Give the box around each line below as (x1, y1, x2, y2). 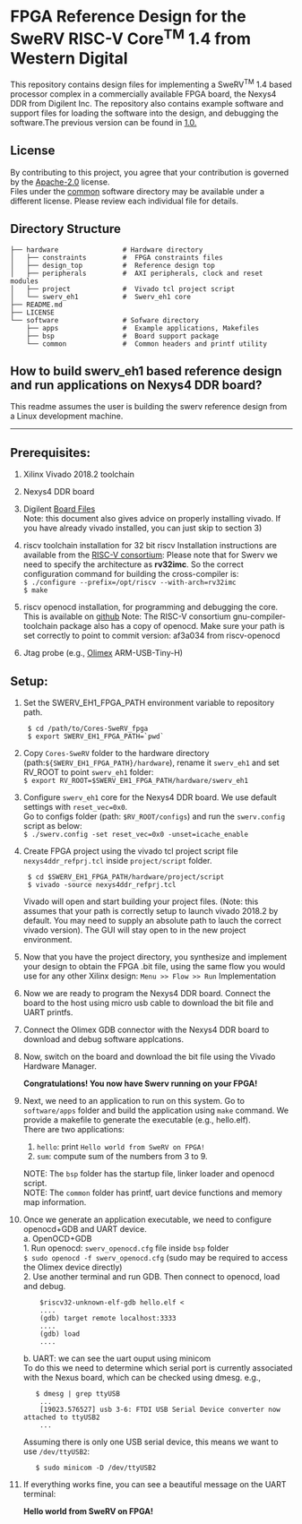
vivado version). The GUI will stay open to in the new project (22, 925, 246, 935)
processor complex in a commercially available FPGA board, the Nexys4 (10, 88, 277, 99)
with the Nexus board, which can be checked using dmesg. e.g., (22, 1372, 261, 1382)
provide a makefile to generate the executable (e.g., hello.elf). (22, 1114, 252, 1125)
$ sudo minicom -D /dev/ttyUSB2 (35, 1463, 157, 1472)
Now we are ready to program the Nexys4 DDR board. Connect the (22, 987, 272, 998)
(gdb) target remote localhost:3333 (39, 1313, 177, 1322)
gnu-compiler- (232, 611, 286, 622)
